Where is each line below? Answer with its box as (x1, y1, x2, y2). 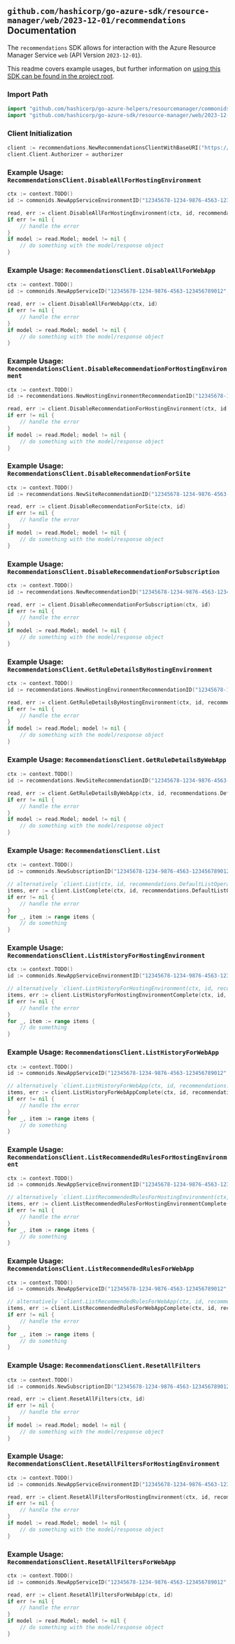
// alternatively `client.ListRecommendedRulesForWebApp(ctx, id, (7, 1298, 205, 1305)
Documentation (7, 25, 77, 36)
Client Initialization (7, 128, 73, 138)
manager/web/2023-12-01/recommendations (7, 15, 187, 26)
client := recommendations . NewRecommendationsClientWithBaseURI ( (7, 145, 201, 152)
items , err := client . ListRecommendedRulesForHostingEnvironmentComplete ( (7, 1201, 230, 1208)
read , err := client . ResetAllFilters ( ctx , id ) (7, 1396, 145, 1403)
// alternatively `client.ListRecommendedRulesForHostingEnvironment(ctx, (7, 1194, 230, 1201)
